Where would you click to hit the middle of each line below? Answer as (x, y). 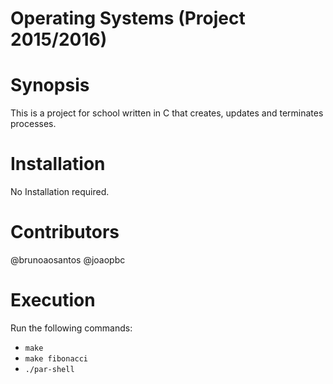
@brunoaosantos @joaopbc (68, 260)
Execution (53, 300)
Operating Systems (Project (128, 18)
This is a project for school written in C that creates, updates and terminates (167, 113)
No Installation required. (60, 192)
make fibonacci (56, 358)
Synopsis (50, 85)
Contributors (65, 232)
